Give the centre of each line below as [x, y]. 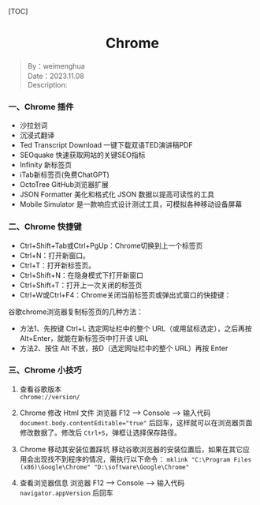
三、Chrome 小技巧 [45, 370]
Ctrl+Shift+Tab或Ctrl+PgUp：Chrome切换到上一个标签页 [111, 245]
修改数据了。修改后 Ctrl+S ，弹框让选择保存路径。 [100, 432]
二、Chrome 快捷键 [45, 226]
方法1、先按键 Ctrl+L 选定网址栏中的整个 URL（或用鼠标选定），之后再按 [136, 328]
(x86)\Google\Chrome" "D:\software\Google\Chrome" [104, 467]
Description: [47, 84]
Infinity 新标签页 [46, 165]
